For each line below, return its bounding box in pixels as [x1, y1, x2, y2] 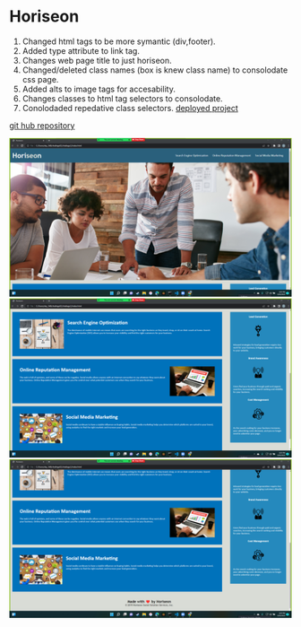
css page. [21, 74, 59, 84]
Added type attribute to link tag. [21, 45, 141, 56]
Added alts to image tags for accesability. [21, 83, 176, 94]
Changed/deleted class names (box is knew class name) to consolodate [21, 65, 288, 75]
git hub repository [9, 119, 75, 131]
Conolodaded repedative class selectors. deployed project [21, 102, 239, 113]
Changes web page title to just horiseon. [21, 55, 172, 65]
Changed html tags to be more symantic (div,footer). [21, 36, 217, 47]
